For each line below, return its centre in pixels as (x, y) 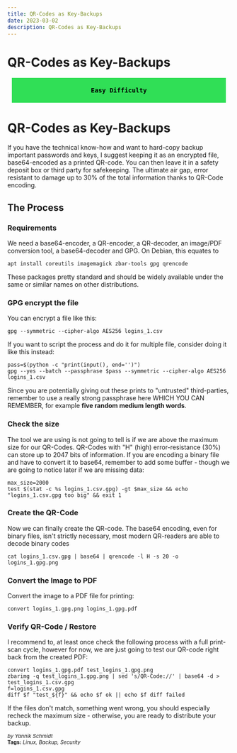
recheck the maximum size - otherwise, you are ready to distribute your (112, 716)
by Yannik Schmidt (30, 736)
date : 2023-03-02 (33, 21)
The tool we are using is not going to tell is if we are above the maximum (112, 439)
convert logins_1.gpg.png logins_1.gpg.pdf (73, 609)
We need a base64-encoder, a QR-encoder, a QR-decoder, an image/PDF (115, 243)
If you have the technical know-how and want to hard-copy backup (105, 148)
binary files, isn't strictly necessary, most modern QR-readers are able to (114, 536)
